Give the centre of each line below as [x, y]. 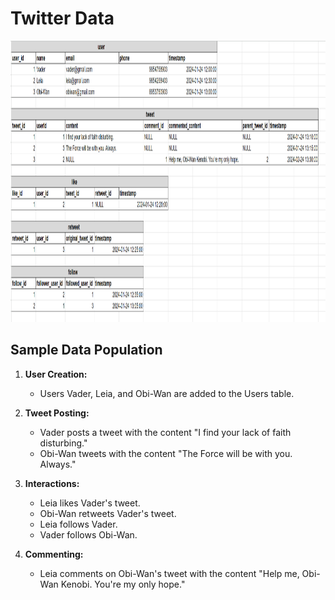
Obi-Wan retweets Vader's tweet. [108, 513]
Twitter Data [62, 18]
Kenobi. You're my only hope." [123, 584]
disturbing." [63, 443]
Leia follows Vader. [78, 524]
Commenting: [54, 554]
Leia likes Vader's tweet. [90, 503]
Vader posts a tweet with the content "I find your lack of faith [165, 432]
